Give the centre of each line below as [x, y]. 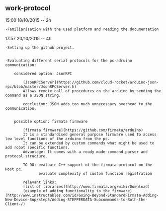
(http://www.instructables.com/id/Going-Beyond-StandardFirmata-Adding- [82, 195]
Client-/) [15, 204]
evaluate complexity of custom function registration [95, 173]
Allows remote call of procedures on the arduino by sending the [92, 91]
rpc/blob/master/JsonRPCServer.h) [41, 86]
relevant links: [40, 182]
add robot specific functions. [38, 147]
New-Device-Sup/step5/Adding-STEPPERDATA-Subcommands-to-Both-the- [77, 200]
